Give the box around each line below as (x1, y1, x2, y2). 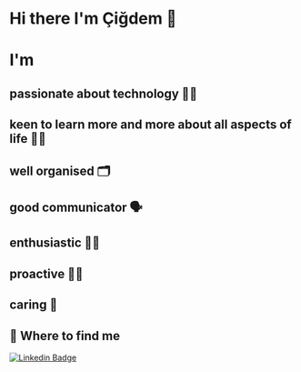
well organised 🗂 (9, 163, 111, 178)
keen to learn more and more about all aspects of (9, 117, 293, 133)
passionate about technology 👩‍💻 (9, 85, 198, 101)
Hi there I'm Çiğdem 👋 (9, 8, 177, 29)
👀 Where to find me (9, 327, 121, 344)
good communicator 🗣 (9, 199, 143, 215)
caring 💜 (9, 297, 58, 313)
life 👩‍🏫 (9, 131, 47, 146)
